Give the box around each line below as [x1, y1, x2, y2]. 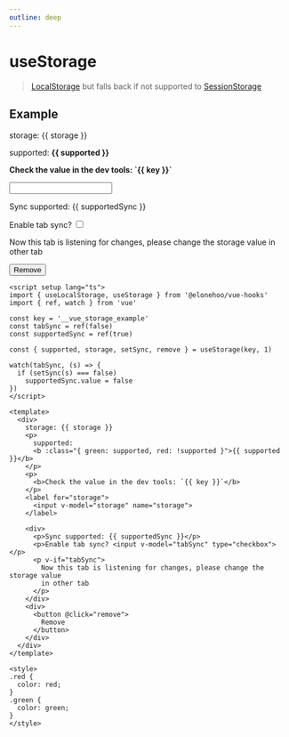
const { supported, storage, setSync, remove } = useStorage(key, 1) [9, 345, 273, 354]
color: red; [17, 680, 62, 690]
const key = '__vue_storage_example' [9, 314, 149, 323]
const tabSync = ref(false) [9, 322, 114, 331]
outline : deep [9, 12, 62, 22]
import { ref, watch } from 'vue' [9, 299, 138, 308]
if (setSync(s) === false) [17, 368, 117, 378]
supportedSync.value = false [25, 377, 133, 385]
